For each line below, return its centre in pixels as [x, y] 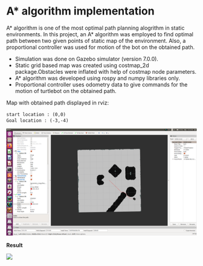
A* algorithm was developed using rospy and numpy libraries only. [97, 78]
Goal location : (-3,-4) [37, 120]
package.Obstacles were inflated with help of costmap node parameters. [106, 71]
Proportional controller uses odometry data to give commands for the [101, 84]
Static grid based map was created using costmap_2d [82, 65]
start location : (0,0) [36, 114]
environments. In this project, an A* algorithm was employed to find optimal [100, 34]
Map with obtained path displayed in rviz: [58, 102]
